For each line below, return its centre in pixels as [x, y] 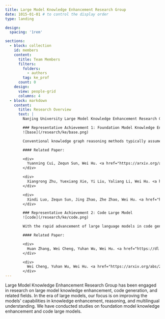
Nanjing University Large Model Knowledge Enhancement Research [90, 119]
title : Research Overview [44, 110]
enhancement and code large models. [43, 311]
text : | [26, 114]
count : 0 [27, 82]
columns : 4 [29, 96]
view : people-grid [37, 91]
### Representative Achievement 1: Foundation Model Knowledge [89, 128]
